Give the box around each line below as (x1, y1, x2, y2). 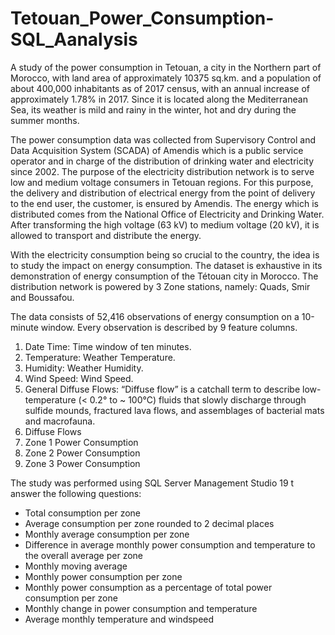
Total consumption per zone (24, 507, 142, 519)
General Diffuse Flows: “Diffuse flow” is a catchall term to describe (24, 383, 301, 395)
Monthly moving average (24, 560, 128, 572)
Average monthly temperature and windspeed (24, 613, 215, 625)
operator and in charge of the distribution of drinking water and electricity (10, 155, 315, 167)
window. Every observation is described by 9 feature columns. (40, 321, 298, 333)
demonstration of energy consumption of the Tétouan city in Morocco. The (10, 270, 319, 282)
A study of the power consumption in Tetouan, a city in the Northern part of (10, 61, 322, 73)
